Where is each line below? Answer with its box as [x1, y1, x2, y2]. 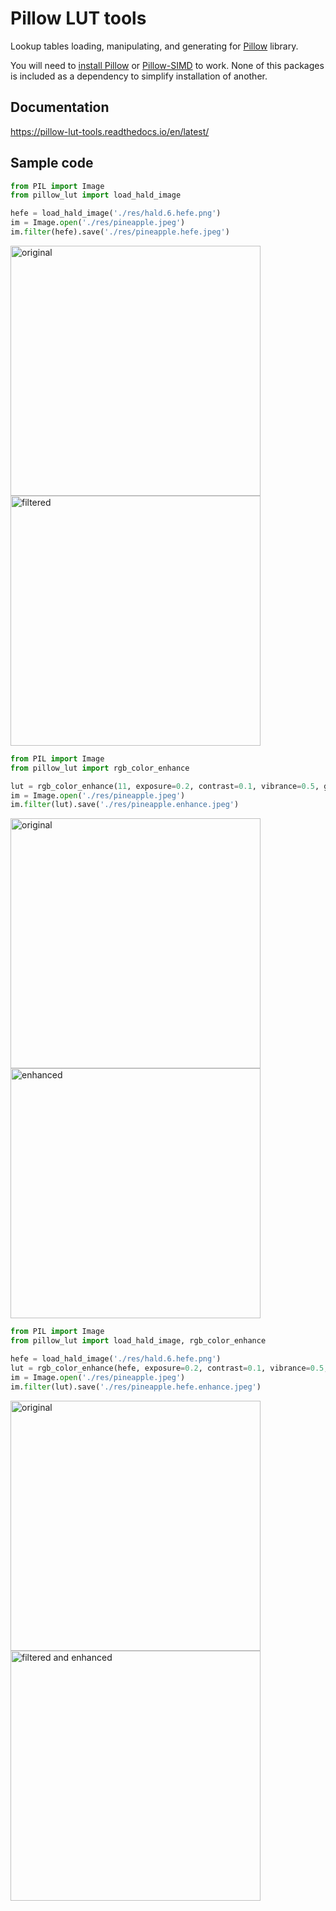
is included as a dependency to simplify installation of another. [10, 70, 268, 82]
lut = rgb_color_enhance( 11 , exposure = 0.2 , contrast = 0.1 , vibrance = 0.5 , [10, 781, 320, 791]
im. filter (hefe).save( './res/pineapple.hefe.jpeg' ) [10, 227, 230, 237]
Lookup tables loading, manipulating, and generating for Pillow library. [10, 40, 299, 52]
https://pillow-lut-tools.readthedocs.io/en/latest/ [10, 125, 210, 137]
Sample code [10, 155, 94, 172]
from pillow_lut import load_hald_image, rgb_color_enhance [10, 1336, 267, 1346]
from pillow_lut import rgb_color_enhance [10, 763, 190, 773]
